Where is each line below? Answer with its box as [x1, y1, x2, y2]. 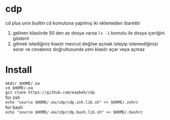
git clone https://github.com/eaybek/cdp [5, 90, 95, 95]
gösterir [12, 35, 30, 41]
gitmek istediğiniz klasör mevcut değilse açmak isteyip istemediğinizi [12, 40, 158, 46]
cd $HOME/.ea [5, 85, 33, 90]
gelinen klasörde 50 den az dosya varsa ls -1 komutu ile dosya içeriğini [12, 30, 165, 36]
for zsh [5, 94, 20, 100]
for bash [5, 104, 23, 110]
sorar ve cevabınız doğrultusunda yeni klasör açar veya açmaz [12, 46, 145, 52]
